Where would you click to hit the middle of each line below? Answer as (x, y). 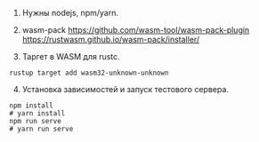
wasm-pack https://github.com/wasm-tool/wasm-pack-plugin (136, 30)
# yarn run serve (41, 129)
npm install (31, 106)
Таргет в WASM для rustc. (71, 56)
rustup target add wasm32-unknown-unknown (89, 73)
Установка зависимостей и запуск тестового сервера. (125, 89)
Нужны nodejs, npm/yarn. (70, 13)
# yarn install (37, 114)
